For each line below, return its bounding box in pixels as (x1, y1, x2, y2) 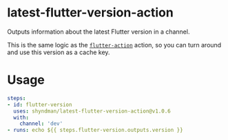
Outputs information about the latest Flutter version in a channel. (7, 27, 190, 36)
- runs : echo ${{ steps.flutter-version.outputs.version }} (7, 127, 184, 134)
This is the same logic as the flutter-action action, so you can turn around (7, 40, 222, 49)
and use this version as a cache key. (7, 48, 110, 56)
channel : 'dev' (19, 120, 63, 128)
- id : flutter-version (7, 101, 72, 108)
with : (13, 114, 30, 121)
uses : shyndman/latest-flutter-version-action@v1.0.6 (13, 108, 171, 115)
